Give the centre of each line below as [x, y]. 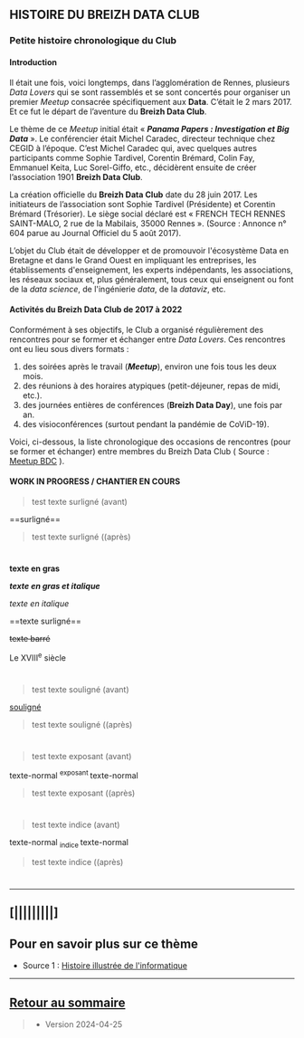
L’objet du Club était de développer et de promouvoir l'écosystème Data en [149, 250]
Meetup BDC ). [37, 461]
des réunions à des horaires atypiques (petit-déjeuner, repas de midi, [151, 386]
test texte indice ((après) [77, 862]
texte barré [30, 639]
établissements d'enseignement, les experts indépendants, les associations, [152, 270]
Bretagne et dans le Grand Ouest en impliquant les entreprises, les [133, 260]
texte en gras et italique [55, 586]
